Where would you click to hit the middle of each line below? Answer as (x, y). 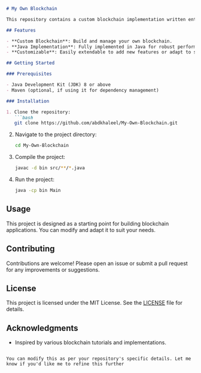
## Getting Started (31, 63)
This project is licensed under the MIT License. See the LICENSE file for (95, 303)
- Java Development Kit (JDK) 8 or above (59, 85)
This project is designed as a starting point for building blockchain (88, 223)
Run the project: (35, 179)
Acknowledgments (42, 328)
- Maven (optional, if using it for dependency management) (83, 90)
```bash (24, 118)
